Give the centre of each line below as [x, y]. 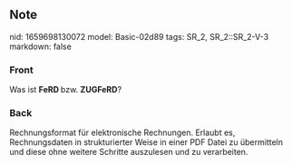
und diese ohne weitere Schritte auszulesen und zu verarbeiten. [129, 152]
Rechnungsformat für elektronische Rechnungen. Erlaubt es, [122, 133]
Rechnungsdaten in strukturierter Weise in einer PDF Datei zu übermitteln [146, 142]
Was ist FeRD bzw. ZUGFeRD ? [66, 90]
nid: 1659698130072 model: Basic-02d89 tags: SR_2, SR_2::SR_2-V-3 [139, 36]
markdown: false [41, 46]
